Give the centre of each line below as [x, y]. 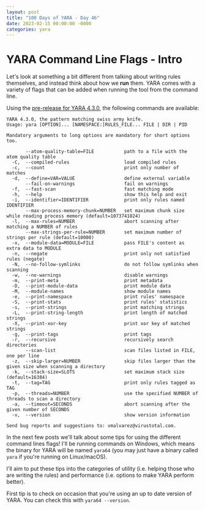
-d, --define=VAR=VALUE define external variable [101, 179]
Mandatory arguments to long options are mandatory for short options [98, 136]
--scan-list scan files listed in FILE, [110, 351]
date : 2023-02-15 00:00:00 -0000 [49, 23]
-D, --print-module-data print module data [91, 286]
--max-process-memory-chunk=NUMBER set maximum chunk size [105, 211]
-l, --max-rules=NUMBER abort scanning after [95, 222]
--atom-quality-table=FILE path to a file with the [106, 152]
